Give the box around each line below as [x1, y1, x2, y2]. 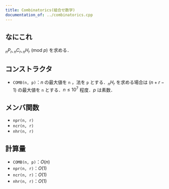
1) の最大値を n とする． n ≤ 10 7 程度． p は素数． [12, 86, 116, 93]
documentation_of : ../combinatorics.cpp [5, 12, 93, 17]
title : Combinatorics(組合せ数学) [5, 7, 76, 13]
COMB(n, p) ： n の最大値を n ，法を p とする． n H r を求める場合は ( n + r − [12, 79, 164, 86]
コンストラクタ [5, 65, 52, 73]
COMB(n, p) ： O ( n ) [12, 159, 50, 165]
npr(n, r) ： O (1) [12, 165, 47, 171]
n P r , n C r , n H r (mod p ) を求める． [5, 47, 72, 54]
